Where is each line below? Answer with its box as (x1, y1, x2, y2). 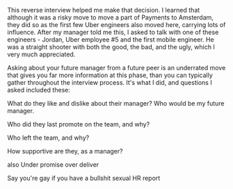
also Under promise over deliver (7, 161, 99, 169)
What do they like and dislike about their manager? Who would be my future (7, 99, 225, 107)
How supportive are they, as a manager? (7, 147, 123, 155)
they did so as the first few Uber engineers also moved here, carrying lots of (7, 21, 226, 28)
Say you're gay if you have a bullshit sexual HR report (7, 174, 161, 182)
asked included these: (7, 86, 71, 94)
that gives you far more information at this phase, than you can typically (7, 71, 214, 79)
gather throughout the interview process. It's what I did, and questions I (7, 79, 212, 86)
